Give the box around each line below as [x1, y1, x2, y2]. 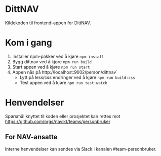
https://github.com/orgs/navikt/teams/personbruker [5, 118, 111, 124]
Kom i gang [5, 37, 52, 48]
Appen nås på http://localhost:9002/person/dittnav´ [12, 69, 118, 75]
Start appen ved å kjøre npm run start [12, 64, 90, 70]
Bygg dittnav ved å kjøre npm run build [12, 58, 92, 65]
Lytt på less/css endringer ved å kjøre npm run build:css [19, 74, 135, 80]
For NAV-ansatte [5, 133, 58, 141]
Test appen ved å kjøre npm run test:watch [19, 79, 108, 85]
